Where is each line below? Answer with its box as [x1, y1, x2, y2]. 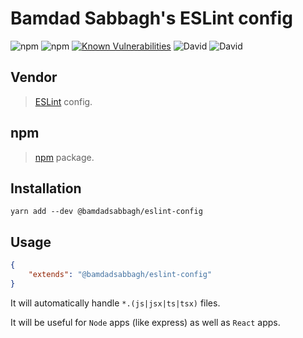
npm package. [34, 151, 95, 163]
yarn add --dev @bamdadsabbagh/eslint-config [10, 207, 203, 217]
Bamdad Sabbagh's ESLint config [10, 7, 293, 30]
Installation [10, 180, 82, 197]
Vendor [10, 69, 58, 86]
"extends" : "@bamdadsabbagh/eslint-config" [28, 270, 213, 280]
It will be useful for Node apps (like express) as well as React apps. [10, 316, 281, 328]
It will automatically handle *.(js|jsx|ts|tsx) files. [10, 297, 221, 309]
